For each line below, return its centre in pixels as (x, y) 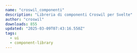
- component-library (31, 43)
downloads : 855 (21, 24)
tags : (11, 33)
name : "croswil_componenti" (35, 10)
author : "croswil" (25, 19)
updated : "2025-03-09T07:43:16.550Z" (45, 29)
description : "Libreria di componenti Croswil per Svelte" (69, 15)
